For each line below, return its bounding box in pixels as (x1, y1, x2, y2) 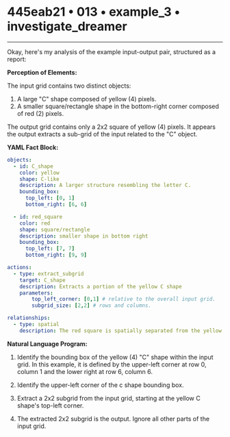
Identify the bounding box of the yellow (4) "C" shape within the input (16, 353, 214, 361)
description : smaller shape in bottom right (19, 232, 149, 240)
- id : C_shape (13, 162, 53, 170)
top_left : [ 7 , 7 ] (25, 245, 75, 252)
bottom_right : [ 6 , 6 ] (25, 201, 88, 208)
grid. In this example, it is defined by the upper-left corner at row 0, (16, 360, 207, 369)
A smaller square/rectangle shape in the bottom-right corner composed (16, 102, 219, 110)
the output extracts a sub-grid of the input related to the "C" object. (7, 129, 198, 138)
